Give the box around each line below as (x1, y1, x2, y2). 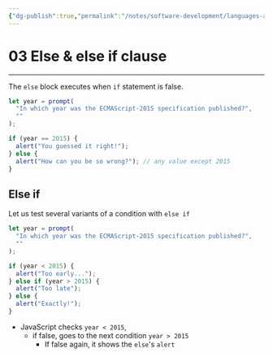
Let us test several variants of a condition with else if (8, 209, 190, 219)
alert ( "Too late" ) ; (15, 285, 82, 293)
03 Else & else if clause (8, 46, 167, 65)
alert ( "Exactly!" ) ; (15, 300, 82, 308)
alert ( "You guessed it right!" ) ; (15, 141, 129, 150)
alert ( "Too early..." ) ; (15, 269, 96, 277)
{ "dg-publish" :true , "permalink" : (8, 11, 122, 20)
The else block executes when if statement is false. (8, 81, 184, 91)
